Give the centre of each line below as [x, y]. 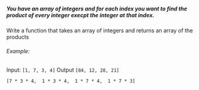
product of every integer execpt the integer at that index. [81, 15]
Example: [18, 51]
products [18, 37]
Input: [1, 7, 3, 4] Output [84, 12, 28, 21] [63, 70]
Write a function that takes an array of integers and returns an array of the [100, 30]
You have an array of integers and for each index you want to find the [97, 9]
